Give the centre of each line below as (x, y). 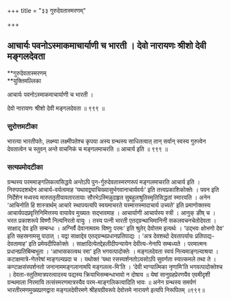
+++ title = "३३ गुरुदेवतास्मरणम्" (46, 11)
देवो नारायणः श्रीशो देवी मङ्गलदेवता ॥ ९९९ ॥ (56, 108)
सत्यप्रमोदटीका (25, 167)
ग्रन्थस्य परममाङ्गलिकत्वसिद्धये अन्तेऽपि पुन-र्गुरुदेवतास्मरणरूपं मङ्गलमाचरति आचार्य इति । (104, 182)
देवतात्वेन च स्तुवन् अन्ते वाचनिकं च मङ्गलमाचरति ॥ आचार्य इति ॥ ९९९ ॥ (88, 149)
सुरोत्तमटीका (22, 126)
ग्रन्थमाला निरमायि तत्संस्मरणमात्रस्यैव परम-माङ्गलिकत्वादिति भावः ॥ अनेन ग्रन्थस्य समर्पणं (102, 282)
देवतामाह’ (17, 244)
